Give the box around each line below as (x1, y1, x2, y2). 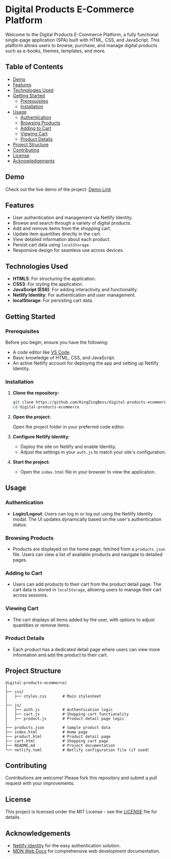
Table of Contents (5, 62, 64, 71)
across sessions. (12, 592, 48, 598)
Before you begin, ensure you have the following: (5, 339, 109, 345)
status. (12, 521, 27, 528)
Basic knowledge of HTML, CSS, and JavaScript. (12, 354, 116, 360)
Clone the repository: (12, 390, 59, 396)
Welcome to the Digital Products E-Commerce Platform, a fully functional (5, 31, 159, 37)
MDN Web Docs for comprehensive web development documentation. (12, 848, 161, 854)
